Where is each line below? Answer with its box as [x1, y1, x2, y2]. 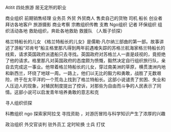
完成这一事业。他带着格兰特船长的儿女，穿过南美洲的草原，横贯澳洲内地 [14, 64, 166, 70]
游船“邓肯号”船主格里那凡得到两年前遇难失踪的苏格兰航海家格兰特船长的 [14, 45, 165, 51]
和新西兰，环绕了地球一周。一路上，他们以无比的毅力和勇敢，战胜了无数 [5, 70, 157, 76]
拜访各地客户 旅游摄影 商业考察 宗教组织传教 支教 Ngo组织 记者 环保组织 [5, 22, 157, 27]
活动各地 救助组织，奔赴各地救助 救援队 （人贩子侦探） [9, 28, 125, 34]
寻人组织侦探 [5, 100, 32, 106]
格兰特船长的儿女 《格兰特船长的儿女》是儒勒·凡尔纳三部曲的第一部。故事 [5, 38, 159, 45]
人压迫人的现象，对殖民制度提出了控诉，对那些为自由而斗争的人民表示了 [5, 83, 157, 89]
